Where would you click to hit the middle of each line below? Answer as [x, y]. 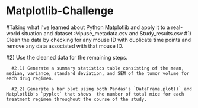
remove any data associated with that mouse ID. [65, 46]
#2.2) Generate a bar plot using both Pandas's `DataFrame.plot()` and [102, 89]
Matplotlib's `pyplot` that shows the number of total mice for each [95, 94]
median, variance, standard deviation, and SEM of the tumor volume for [98, 73]
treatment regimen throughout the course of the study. [76, 99]
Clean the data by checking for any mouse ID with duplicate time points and [99, 40]
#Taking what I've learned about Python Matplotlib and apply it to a [88, 27]
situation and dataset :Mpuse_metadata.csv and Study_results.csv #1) [106, 33]
